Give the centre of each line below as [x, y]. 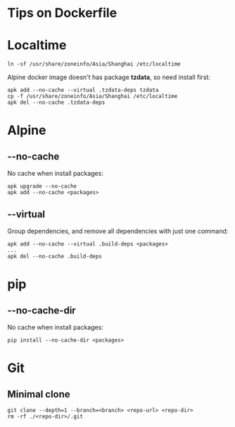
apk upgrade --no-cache [42, 186]
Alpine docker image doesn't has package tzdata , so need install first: [109, 77]
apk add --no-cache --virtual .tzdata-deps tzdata [83, 90]
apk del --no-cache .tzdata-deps [56, 103]
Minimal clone [39, 394]
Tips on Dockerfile [62, 13]
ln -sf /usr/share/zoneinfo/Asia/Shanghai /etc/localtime [94, 64]
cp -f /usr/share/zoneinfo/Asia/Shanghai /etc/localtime [93, 97]
